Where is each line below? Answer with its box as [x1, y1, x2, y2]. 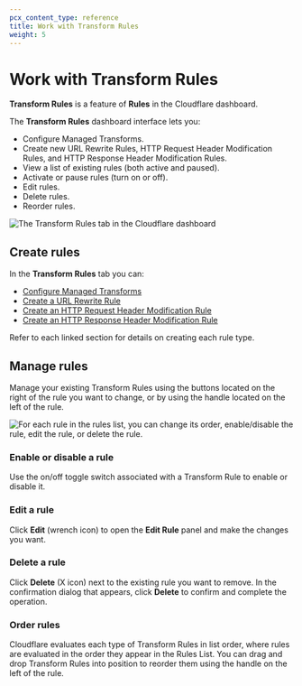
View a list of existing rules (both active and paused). [22, 162, 220, 173]
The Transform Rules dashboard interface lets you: [9, 116, 201, 127]
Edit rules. [22, 181, 60, 192]
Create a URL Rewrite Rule [22, 295, 122, 307]
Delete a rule [9, 556, 66, 569]
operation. [9, 596, 48, 607]
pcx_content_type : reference [9, 13, 119, 23]
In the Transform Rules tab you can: [9, 268, 144, 280]
